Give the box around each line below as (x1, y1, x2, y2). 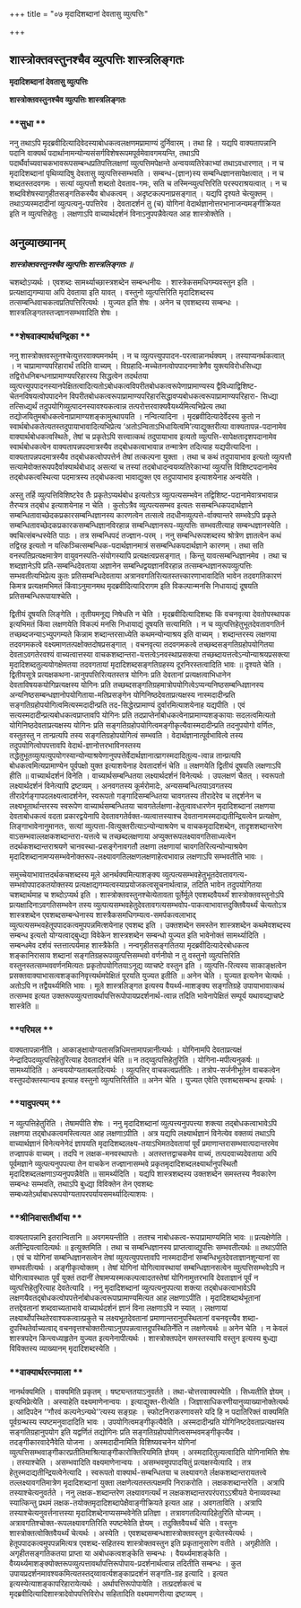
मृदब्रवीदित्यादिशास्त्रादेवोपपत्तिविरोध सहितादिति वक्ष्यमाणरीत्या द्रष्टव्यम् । (9, 1588, 204, 1599)
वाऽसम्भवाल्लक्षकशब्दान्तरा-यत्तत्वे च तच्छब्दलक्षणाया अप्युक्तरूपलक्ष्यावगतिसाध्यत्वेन (9, 831, 236, 842)
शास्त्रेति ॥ (9, 1001, 39, 1012)
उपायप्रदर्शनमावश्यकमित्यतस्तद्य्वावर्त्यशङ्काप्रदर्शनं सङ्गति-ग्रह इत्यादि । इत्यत (9, 1568, 228, 1579)
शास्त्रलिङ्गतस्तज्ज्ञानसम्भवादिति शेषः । (9, 306, 119, 318)
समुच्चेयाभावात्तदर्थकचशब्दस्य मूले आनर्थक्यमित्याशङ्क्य (9, 870, 161, 880)
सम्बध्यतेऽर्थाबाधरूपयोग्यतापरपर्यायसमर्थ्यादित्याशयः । (9, 1188, 155, 1199)
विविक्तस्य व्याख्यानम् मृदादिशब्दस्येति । (9, 1343, 117, 1354)
